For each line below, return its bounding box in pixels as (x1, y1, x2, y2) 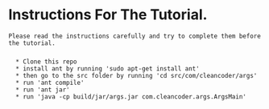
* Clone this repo (15, 58, 78, 66)
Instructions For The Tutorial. (8, 6, 208, 24)
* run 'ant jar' (15, 86, 70, 94)
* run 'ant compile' (15, 79, 85, 87)
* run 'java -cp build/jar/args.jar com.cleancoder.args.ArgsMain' (15, 92, 247, 101)
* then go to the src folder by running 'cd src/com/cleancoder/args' (15, 71, 258, 79)
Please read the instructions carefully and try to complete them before (8, 32, 262, 40)
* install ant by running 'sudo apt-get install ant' (15, 64, 200, 73)
